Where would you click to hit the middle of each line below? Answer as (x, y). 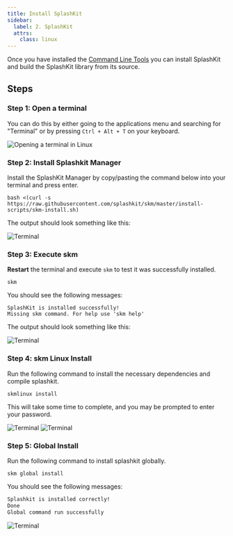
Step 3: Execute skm (43, 255)
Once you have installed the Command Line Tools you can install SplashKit (114, 59)
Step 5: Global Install (43, 446)
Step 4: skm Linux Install (50, 358)
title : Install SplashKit (45, 14)
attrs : (23, 33)
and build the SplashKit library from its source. (74, 67)
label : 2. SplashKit (43, 26)
